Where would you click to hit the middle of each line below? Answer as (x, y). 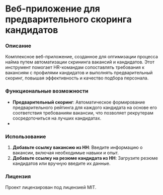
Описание (18, 46)
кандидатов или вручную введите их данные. (61, 163)
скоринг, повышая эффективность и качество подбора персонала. (77, 78)
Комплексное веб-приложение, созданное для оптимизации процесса (82, 57)
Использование (26, 136)
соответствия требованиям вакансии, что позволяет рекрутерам (83, 113)
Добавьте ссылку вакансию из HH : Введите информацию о (77, 148)
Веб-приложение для (53, 9)
